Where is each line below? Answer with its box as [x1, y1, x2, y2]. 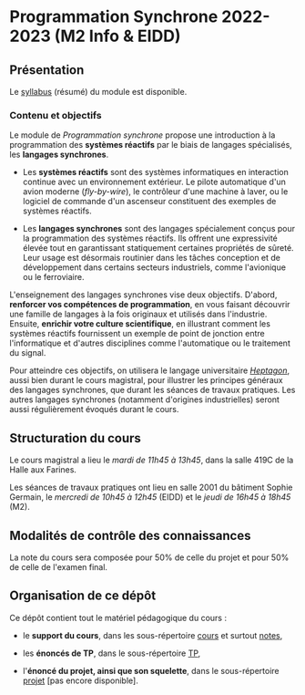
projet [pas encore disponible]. [22, 675, 138, 686]
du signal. [9, 347, 46, 358]
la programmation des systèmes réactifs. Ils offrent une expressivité [22, 233, 278, 244]
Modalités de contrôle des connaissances [9, 527, 251, 544]
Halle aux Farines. [9, 464, 77, 475]
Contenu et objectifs [9, 109, 102, 121]
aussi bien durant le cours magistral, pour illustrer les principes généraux [9, 375, 284, 386]
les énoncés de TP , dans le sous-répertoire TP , [22, 648, 201, 659]
